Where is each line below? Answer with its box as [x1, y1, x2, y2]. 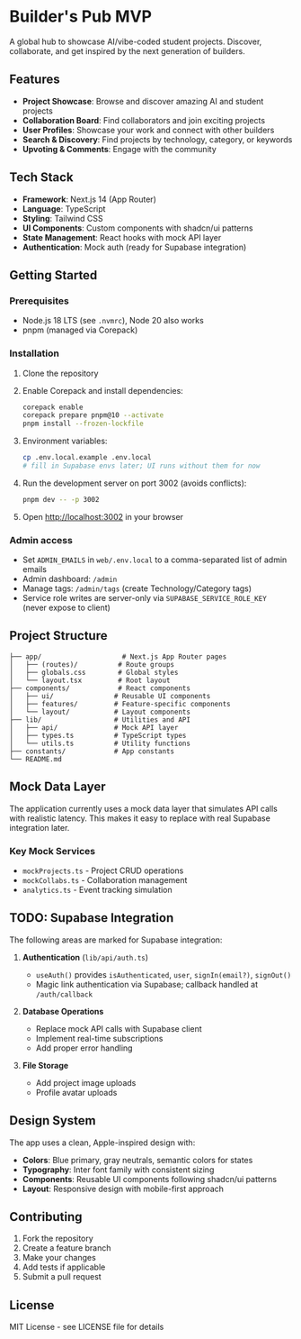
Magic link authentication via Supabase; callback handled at [35, 979, 259, 989]
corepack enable [22, 403, 84, 412]
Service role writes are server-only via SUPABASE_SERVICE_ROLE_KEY [22, 593, 267, 604]
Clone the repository [22, 368, 99, 378]
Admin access [9, 533, 74, 546]
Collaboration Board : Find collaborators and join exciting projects [22, 114, 266, 125]
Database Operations [22, 1006, 104, 1016]
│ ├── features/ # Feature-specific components [9, 699, 231, 708]
